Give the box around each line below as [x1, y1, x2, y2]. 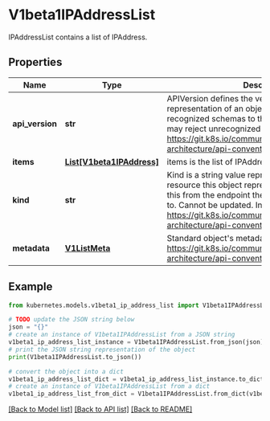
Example [8, 280, 53, 294]
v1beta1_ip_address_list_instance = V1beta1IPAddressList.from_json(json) [8, 338, 264, 346]
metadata [12, 243, 50, 254]
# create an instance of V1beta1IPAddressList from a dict [8, 382, 211, 390]
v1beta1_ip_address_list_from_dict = [8, 390, 135, 399]
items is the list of [166, 156, 233, 167]
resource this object [166, 179, 243, 190]
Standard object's [166, 232, 235, 243]
